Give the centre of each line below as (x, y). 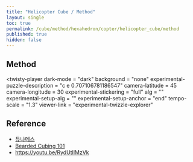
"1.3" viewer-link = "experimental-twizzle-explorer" (90, 105)
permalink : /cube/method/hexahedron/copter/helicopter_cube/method (93, 29)
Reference (26, 124)
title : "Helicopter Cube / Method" (51, 12)
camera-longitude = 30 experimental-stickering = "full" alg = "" (85, 92)
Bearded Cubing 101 (40, 146)
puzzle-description (30, 85)
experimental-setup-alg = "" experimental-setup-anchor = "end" (87, 98)
